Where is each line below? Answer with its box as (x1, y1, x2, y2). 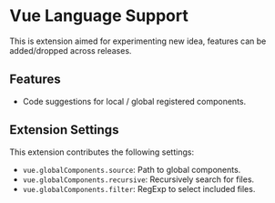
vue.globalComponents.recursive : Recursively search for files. (22, 174, 255, 185)
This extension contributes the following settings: (9, 147, 194, 157)
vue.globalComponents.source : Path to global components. (22, 164, 241, 175)
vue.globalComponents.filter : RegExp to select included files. (22, 183, 256, 194)
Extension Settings (9, 122, 119, 137)
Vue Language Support (9, 5, 188, 26)
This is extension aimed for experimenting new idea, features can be (9, 36, 267, 46)
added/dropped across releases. (9, 45, 132, 56)
